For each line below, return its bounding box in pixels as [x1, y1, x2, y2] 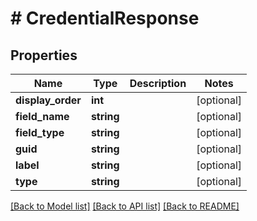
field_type [15, 126, 65, 139]
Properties [10, 47, 78, 64]
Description [129, 77, 187, 90]
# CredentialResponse [10, 7, 200, 30]
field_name [15, 110, 70, 123]
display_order [15, 93, 82, 107]
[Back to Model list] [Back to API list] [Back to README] [10, 200, 240, 212]
